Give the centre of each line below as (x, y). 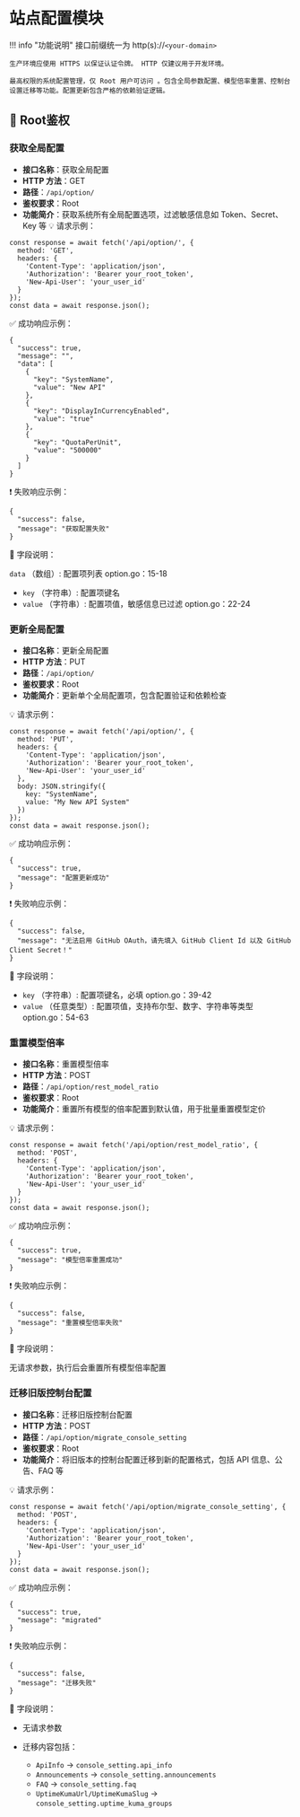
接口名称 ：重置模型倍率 (65, 1064)
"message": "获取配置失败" (64, 529)
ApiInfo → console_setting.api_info (104, 1764)
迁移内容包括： (50, 1746)
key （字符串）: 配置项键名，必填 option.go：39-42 (117, 995)
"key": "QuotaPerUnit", (77, 442)
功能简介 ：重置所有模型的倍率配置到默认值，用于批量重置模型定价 (144, 1109)
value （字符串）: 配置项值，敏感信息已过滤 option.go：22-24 (136, 603)
